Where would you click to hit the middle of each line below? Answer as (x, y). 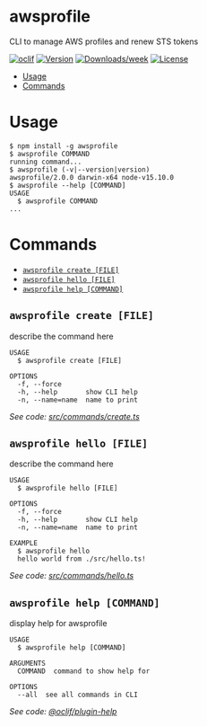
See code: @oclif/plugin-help (63, 712)
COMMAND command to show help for (84, 671)
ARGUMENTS (28, 664)
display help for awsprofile (58, 624)
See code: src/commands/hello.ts (72, 576)
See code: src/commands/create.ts (75, 416)
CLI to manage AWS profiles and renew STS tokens (104, 41)
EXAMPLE (24, 544)
